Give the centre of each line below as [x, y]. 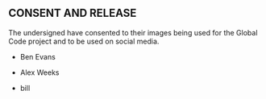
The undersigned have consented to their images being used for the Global [133, 32]
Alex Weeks [39, 72]
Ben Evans [38, 56]
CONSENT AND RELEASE [73, 13]
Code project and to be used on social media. [84, 41]
